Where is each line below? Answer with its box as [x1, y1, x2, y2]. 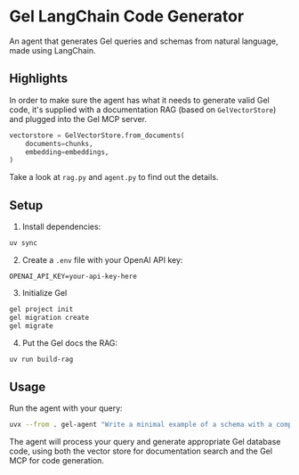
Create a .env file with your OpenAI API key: [21, 254, 183, 265]
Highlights [9, 71, 69, 86]
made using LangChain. [9, 45, 96, 55]
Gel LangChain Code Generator [9, 6, 245, 27]
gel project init [9, 305, 74, 314]
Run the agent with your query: [9, 403, 123, 414]
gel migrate [9, 321, 53, 331]
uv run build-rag [9, 355, 74, 364]
